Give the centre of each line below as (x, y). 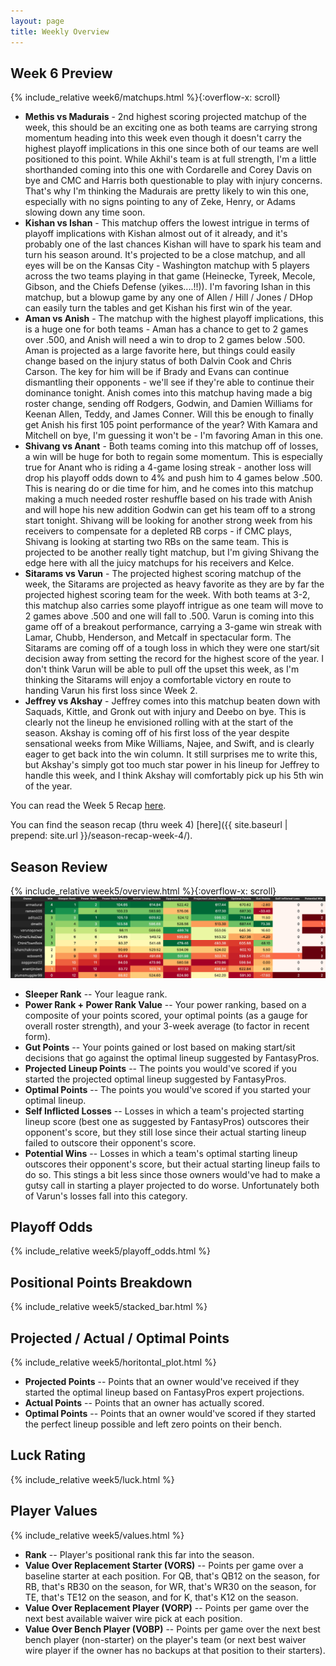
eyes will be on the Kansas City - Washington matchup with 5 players (167, 266)
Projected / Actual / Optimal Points (120, 1338)
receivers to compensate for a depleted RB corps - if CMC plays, (158, 531)
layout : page (37, 21)
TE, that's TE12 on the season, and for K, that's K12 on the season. (161, 1597)
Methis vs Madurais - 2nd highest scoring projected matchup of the (165, 117)
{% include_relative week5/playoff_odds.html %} (110, 1251)
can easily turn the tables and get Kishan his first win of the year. (158, 308)
